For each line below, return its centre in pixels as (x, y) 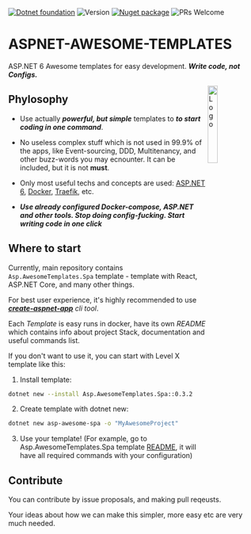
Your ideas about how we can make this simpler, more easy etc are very (125, 515)
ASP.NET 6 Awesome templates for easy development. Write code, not (124, 66)
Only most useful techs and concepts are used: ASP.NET (112, 183)
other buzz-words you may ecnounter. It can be (97, 159)
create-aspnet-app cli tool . (53, 308)
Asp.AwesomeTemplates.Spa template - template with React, (103, 276)
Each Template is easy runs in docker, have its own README (107, 323)
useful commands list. (44, 340)
